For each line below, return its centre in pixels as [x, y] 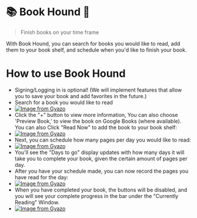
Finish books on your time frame [60, 32]
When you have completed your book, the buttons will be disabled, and [101, 190]
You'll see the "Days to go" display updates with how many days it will [99, 152]
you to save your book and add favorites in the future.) [81, 96]
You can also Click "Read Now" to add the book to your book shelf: [96, 127]
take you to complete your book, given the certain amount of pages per [101, 158]
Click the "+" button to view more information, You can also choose [96, 115]
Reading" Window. [37, 202]
